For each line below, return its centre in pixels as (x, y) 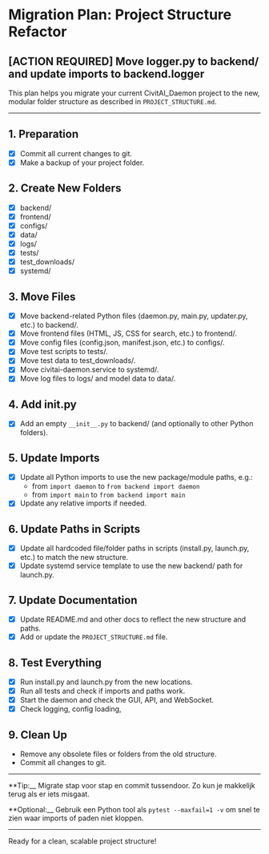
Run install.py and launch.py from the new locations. (106, 682)
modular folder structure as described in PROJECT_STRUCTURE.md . (113, 101)
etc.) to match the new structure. (74, 558)
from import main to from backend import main (108, 495)
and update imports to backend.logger (106, 74)
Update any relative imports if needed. (83, 503)
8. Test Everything (55, 663)
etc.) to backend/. (49, 325)
